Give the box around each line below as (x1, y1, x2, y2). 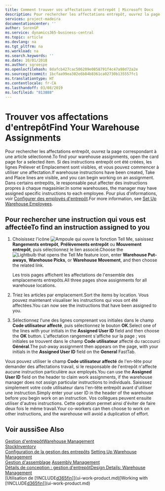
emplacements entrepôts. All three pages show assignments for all (12, 277, 147, 283)
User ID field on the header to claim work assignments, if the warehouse (5, 374, 153, 380)
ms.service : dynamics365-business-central (5, 30, 94, 35)
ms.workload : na (5, 48, 39, 53)
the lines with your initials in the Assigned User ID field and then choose (12, 328, 160, 334)
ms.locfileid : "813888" (5, 90, 54, 95)
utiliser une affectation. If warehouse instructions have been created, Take (5, 169, 155, 175)
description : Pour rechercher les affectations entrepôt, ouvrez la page (5, 12, 161, 17)
